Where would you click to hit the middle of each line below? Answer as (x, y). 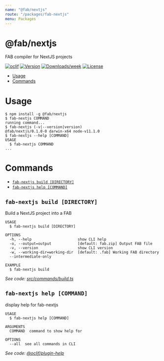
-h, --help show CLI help (58, 239)
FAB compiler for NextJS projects (39, 57)
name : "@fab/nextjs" (26, 10)
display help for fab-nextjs (32, 305)
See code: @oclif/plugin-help (35, 353)
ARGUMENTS (15, 327)
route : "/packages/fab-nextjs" (37, 14)
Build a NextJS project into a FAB (39, 213)
